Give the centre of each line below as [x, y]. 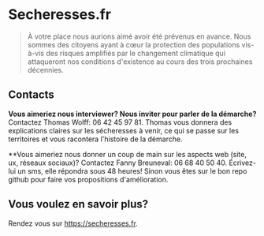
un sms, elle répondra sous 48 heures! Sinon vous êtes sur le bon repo [132, 170]
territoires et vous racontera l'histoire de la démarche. [95, 139]
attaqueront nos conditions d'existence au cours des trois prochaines [140, 62]
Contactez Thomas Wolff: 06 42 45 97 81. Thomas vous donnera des [120, 122]
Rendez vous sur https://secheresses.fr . [73, 223]
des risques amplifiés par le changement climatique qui [136, 53]
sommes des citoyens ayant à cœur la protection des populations [134, 44]
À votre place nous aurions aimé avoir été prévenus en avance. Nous [139, 36]
